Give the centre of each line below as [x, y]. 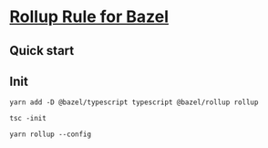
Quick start [42, 51]
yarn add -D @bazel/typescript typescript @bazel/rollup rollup [134, 102]
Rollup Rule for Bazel [89, 17]
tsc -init [28, 119]
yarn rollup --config [51, 134]
